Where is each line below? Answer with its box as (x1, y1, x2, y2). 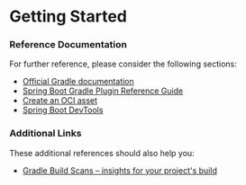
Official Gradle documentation (22, 76, 135, 87)
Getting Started (9, 6, 128, 27)
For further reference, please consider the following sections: (9, 58, 237, 69)
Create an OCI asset (22, 95, 97, 106)
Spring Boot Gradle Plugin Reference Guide (22, 85, 184, 96)
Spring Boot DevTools (22, 105, 104, 116)
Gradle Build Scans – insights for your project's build (22, 164, 218, 176)
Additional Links (9, 128, 82, 140)
